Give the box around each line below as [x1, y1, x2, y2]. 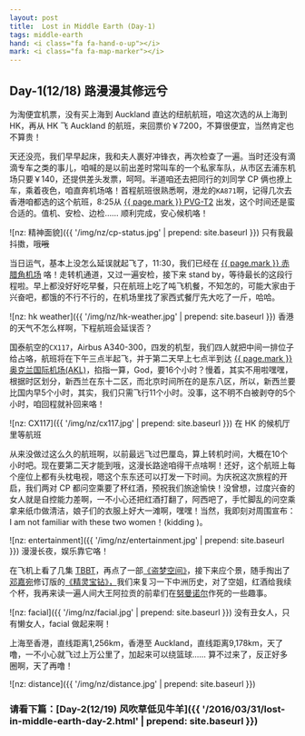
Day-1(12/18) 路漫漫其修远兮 [9, 83, 168, 98]
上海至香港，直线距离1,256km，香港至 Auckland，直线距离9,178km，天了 [9, 637, 284, 648]
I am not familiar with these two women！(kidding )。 [9, 516, 208, 527]
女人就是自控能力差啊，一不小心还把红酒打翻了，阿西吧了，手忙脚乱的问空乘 [9, 493, 296, 504]
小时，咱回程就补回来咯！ [9, 398, 105, 409]
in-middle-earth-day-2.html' [9, 714, 139, 727]
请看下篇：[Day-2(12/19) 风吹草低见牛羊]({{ [9, 702, 201, 715]
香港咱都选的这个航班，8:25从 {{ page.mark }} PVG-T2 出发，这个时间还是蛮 [9, 196, 296, 207]
